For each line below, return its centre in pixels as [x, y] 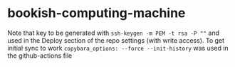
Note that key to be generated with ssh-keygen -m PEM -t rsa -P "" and [113, 33]
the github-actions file [40, 56]
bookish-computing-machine [96, 13]
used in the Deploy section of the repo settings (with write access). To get [116, 40]
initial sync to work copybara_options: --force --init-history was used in [118, 48]
